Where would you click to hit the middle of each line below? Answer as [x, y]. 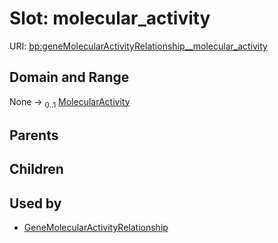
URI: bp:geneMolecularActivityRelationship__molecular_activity [138, 46]
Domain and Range [69, 77]
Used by [35, 203]
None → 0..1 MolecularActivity [70, 102]
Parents [34, 135]
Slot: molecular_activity [110, 18]
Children [36, 169]
